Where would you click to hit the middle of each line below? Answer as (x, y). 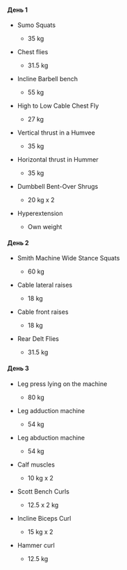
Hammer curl (36, 545)
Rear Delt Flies (38, 339)
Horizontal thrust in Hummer (58, 160)
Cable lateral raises (45, 285)
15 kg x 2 (40, 532)
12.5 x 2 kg (43, 505)
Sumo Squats (36, 25)
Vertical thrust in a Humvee (56, 133)
